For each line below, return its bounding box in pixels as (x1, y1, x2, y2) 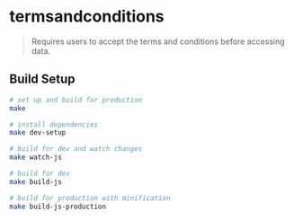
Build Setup (9, 72, 76, 87)
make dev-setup (9, 128, 67, 137)
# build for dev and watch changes (9, 145, 143, 154)
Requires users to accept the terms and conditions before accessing (31, 36, 285, 47)
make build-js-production (9, 202, 106, 211)
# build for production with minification (9, 193, 171, 203)
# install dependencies (9, 119, 99, 129)
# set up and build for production (9, 95, 143, 104)
